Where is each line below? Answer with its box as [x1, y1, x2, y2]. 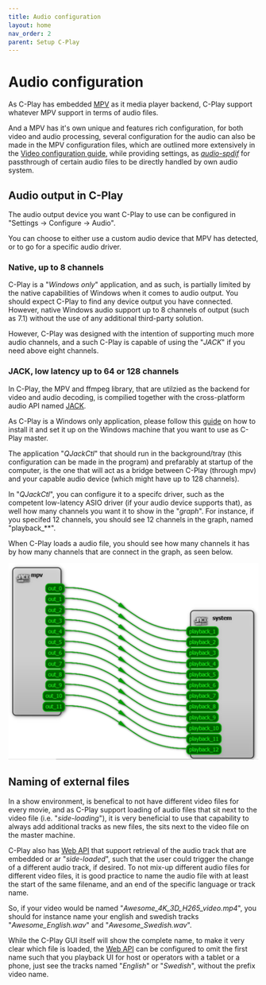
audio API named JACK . [8, 401, 87, 410]
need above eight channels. [8, 346, 99, 355]
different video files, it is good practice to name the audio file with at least [8, 871, 249, 880]
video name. [8, 969, 49, 979]
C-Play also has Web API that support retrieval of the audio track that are [8, 845, 247, 855]
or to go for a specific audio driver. [8, 242, 121, 251]
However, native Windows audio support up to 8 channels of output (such [8, 305, 250, 315]
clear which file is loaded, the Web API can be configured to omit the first [8, 944, 248, 953]
